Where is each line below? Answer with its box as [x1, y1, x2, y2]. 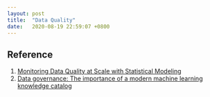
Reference [7, 48, 53, 60]
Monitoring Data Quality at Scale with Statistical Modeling [17, 67, 182, 76]
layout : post [7, 10, 45, 17]
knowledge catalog [17, 82, 73, 90]
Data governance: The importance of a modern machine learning [17, 74, 203, 83]
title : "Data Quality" [7, 17, 76, 24]
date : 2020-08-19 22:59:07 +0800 [7, 23, 110, 30]
